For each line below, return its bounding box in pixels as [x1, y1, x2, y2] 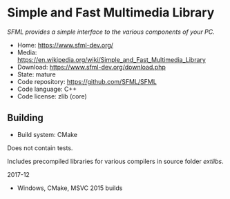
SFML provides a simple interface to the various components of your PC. [7, 28, 215, 36]
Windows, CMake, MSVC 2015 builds [17, 184, 123, 192]
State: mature [17, 70, 57, 78]
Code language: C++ [17, 85, 77, 93]
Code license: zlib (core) [17, 92, 88, 101]
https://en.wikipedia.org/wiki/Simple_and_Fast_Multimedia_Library [17, 55, 206, 63]
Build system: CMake [17, 130, 78, 138]
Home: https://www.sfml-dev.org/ [17, 41, 114, 49]
